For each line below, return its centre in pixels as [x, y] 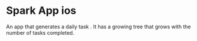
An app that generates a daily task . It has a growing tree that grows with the [98, 27]
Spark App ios [41, 11]
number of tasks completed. [40, 32]
